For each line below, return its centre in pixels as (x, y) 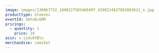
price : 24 (25, 33)
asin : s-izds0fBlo (24, 38)
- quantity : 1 (24, 29)
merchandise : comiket (28, 43)
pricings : (16, 24)
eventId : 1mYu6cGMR (26, 19)
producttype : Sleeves (28, 15)
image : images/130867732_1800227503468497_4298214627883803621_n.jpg (80, 10)
